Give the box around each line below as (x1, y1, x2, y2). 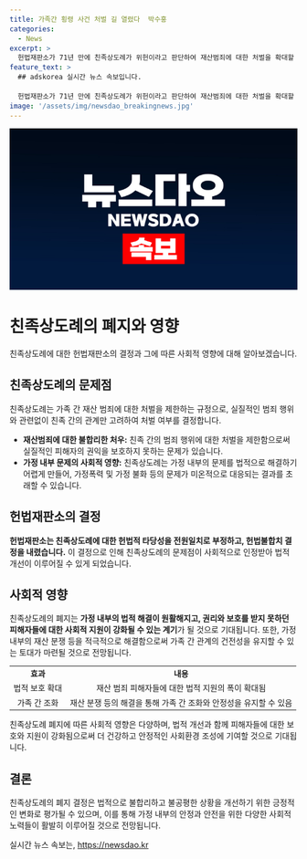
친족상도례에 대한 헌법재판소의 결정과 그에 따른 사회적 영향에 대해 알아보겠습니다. (9, 348, 298, 359)
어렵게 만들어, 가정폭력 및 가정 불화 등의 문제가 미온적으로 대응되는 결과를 (22, 468, 284, 479)
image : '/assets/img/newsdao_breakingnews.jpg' (9, 101, 195, 110)
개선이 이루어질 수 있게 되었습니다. (9, 558, 132, 569)
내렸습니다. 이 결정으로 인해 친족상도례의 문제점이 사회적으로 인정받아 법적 (26, 546, 291, 557)
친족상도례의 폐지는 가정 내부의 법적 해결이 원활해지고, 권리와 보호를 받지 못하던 (9, 613, 290, 624)
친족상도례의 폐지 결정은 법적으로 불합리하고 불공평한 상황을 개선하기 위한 (9, 797, 271, 808)
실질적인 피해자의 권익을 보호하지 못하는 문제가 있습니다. (22, 445, 224, 456)
